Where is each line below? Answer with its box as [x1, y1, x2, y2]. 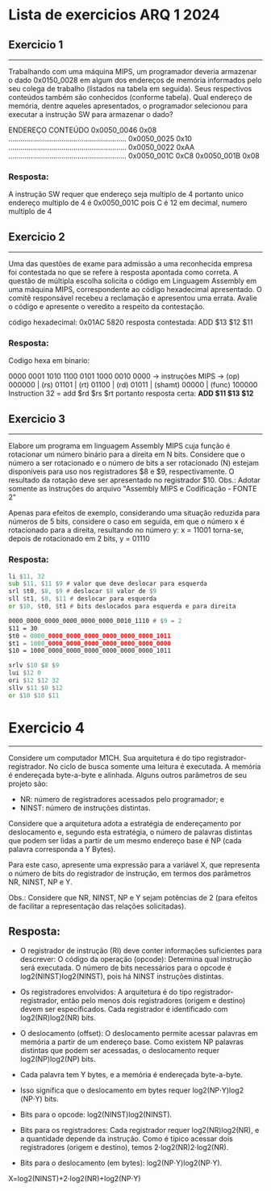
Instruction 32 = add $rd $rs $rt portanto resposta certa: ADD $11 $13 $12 [8, 389, 254, 399]
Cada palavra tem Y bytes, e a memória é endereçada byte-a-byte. [19, 1070, 244, 1080]
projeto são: [8, 779, 48, 788]
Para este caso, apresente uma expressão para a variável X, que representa [8, 859, 261, 869]
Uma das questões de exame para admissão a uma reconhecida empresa [8, 259, 252, 269]
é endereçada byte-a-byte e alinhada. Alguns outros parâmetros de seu [8, 770, 248, 779]
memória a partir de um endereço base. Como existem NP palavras [19, 1037, 244, 1047]
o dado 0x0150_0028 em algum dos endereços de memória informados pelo [8, 75, 262, 85]
